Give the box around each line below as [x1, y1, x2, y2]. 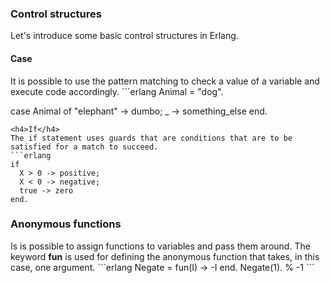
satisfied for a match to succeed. [10, 142, 159, 152]
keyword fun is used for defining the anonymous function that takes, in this [10, 250, 320, 262]
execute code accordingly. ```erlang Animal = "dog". [10, 85, 224, 97]
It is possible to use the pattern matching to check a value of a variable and [10, 75, 320, 87]
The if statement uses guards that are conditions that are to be [10, 133, 293, 143]
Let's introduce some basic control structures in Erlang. [10, 30, 239, 42]
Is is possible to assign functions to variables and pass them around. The [10, 240, 311, 252]
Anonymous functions [10, 217, 122, 231]
